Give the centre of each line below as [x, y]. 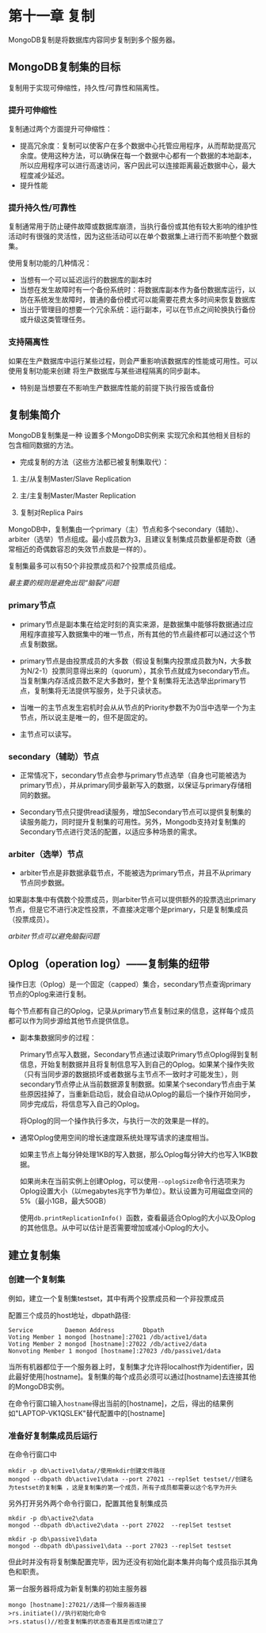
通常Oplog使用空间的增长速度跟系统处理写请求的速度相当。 [116, 1138]
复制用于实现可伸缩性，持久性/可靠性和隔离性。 [86, 87]
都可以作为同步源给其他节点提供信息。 [70, 1021]
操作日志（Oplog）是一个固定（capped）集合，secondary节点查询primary [130, 984]
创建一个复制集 [37, 1280]
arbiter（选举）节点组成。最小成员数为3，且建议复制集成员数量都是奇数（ [129, 539]
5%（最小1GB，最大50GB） [65, 1201]
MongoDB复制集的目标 [65, 67]
